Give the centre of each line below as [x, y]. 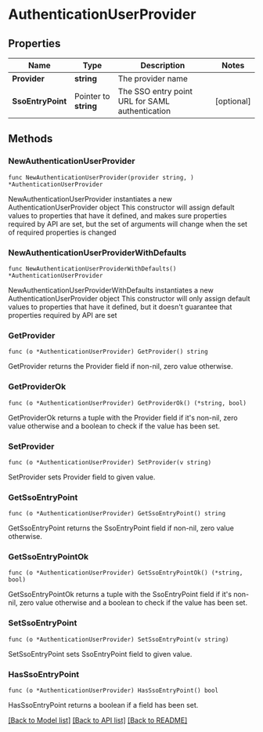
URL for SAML [144, 101]
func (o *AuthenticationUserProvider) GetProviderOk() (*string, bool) [127, 403]
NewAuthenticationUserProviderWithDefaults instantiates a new [111, 290]
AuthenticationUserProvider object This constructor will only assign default [129, 298]
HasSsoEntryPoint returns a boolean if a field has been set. [103, 705]
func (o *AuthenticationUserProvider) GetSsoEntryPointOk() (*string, [126, 573]
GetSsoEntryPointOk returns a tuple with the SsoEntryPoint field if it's [120, 595]
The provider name [153, 78]
